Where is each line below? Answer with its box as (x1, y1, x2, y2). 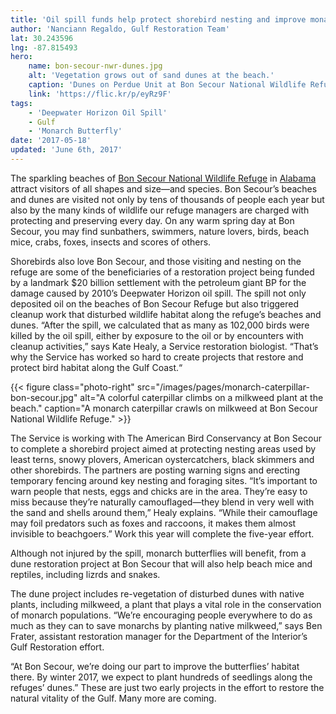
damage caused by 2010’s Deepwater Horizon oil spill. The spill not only (10, 287, 307, 299)
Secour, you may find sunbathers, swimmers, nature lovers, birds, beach (10, 225, 310, 237)
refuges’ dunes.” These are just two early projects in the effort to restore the (10, 681, 325, 693)
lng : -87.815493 (10, 42, 78, 53)
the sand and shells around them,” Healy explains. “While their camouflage (10, 506, 318, 518)
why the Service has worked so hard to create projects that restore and (10, 351, 304, 363)
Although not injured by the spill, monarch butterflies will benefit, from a (10, 547, 307, 559)
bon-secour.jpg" (10, 391, 78, 403)
